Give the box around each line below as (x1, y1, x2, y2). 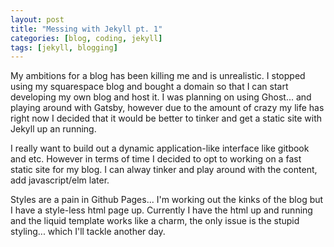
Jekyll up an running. (10, 123, 97, 135)
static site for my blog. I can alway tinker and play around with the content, (10, 164, 318, 176)
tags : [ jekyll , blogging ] (10, 42, 118, 53)
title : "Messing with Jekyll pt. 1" (10, 24, 163, 34)
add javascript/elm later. (10, 174, 110, 186)
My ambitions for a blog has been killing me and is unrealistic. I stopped (10, 70, 306, 82)
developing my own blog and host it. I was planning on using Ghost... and (10, 91, 312, 103)
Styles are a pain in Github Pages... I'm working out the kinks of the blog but (10, 194, 324, 206)
